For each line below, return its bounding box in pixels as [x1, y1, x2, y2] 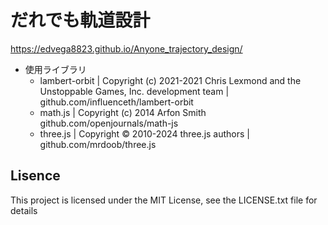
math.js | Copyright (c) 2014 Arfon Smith [39, 106, 207, 118]
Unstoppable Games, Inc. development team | [39, 85, 230, 97]
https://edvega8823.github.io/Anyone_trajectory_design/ [10, 42, 243, 55]
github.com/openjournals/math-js [39, 117, 179, 129]
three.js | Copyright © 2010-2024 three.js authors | [39, 127, 251, 140]
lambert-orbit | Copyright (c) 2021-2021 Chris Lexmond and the [39, 74, 302, 86]
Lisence [10, 167, 61, 185]
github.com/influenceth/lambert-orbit [39, 96, 194, 108]
